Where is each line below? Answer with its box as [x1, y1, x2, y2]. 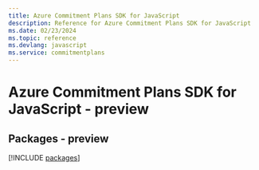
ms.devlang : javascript [8, 42, 88, 49]
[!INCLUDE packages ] [8, 153, 80, 162]
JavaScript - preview [8, 101, 150, 118]
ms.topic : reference [8, 34, 77, 42]
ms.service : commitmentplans [8, 49, 105, 57]
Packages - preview [8, 132, 109, 145]
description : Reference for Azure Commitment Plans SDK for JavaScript [8, 19, 251, 27]
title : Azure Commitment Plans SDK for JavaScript [8, 11, 180, 20]
